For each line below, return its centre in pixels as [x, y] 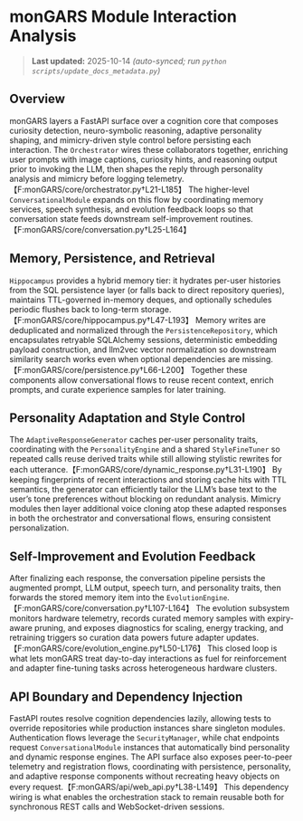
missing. [258, 358]
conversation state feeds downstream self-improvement [114, 218]
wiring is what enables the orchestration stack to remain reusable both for [147, 797]
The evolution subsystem [242, 608]
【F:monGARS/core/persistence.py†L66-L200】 [99, 369]
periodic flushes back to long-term [74, 309]
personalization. [39, 528]
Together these [219, 369]
